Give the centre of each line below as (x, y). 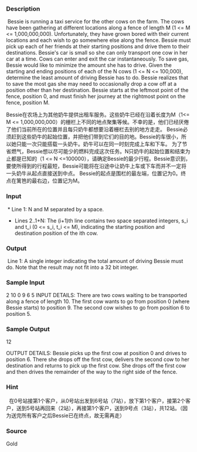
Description (23, 9)
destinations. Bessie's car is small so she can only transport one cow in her (97, 53)
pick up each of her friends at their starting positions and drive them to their (98, 46)
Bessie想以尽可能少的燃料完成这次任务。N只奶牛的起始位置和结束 (106, 151)
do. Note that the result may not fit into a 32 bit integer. (72, 267)
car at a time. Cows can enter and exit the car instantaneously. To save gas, (97, 59)
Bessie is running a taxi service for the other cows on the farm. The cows (96, 22)
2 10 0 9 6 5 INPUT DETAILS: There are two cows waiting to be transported (97, 295)
